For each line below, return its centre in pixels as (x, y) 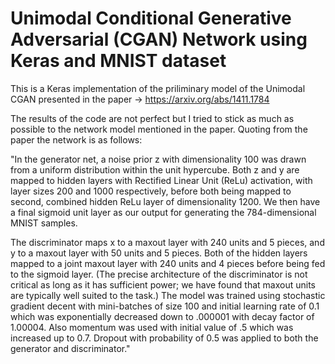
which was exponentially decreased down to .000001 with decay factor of (162, 316)
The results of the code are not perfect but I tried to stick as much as (152, 118)
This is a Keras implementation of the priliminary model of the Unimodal (158, 88)
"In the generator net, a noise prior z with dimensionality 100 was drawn (158, 159)
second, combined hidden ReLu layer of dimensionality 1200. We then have (165, 201)
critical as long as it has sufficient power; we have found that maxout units (163, 284)
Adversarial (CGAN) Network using (159, 39)
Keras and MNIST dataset (118, 61)
